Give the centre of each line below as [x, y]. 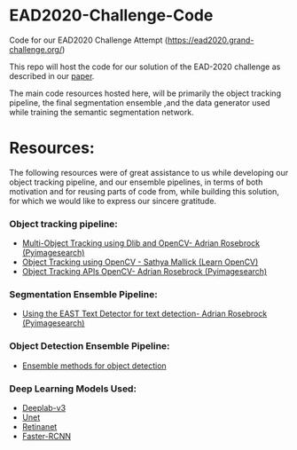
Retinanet [39, 427]
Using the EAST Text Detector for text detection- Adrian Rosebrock [145, 314]
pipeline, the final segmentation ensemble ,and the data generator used [140, 102]
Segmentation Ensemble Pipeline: [83, 295]
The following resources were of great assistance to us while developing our [149, 172]
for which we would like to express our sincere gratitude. [113, 201]
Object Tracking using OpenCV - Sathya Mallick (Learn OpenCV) [140, 262]
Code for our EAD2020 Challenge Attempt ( [89, 40]
